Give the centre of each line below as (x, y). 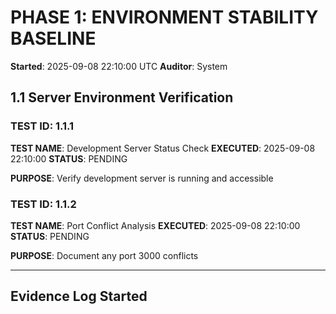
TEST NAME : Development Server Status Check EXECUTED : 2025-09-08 (163, 148)
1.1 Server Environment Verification (122, 97)
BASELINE (53, 38)
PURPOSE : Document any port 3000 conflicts (104, 255)
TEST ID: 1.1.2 (43, 204)
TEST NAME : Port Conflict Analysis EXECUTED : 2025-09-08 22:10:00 (155, 225)
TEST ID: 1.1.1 (42, 126)
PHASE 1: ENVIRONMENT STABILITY (164, 17)
